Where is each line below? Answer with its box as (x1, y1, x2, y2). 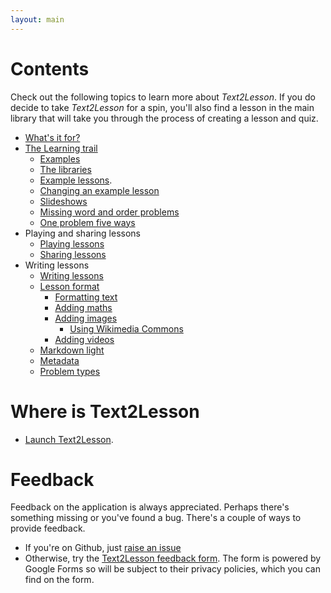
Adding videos (54, 333, 115, 345)
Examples (39, 152, 81, 165)
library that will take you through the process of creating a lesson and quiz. (10, 112, 319, 124)
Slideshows (39, 195, 88, 207)
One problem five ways (39, 216, 136, 228)
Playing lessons (39, 237, 105, 250)
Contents (10, 57, 90, 80)
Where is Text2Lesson (10, 400, 200, 423)
